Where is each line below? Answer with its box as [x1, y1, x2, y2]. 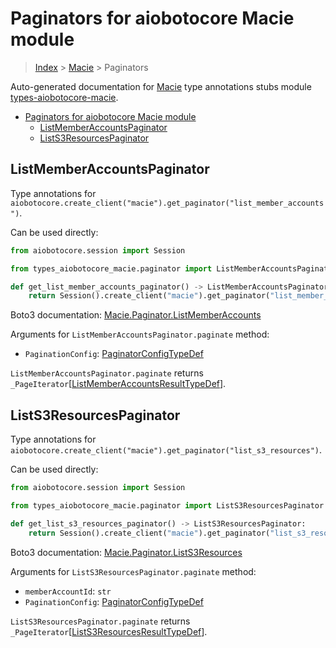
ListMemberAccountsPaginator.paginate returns [10, 367, 204, 379]
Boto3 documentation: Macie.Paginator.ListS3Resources [10, 546, 243, 558]
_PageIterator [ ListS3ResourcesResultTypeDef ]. [10, 625, 208, 637]
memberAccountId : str [24, 585, 112, 597]
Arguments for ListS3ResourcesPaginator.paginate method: [10, 565, 257, 577]
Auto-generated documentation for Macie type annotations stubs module [10, 80, 312, 92]
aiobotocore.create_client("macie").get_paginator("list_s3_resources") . [10, 444, 323, 456]
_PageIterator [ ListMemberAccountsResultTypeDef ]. [10, 378, 227, 390]
